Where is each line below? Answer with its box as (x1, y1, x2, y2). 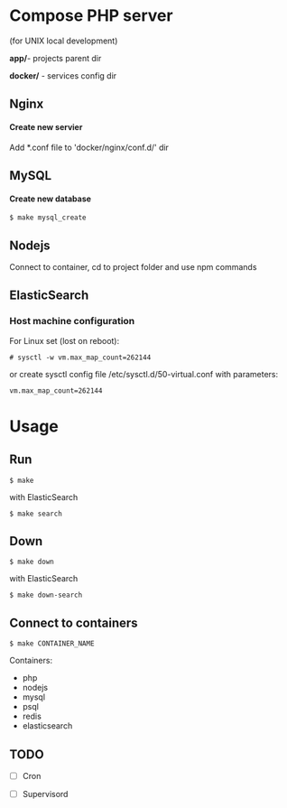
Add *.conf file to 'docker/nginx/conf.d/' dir (9, 142, 170, 153)
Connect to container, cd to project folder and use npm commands (9, 261, 257, 272)
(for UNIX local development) (9, 35, 118, 46)
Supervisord (22, 789, 69, 800)
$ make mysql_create (9, 213, 88, 222)
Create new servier (9, 121, 83, 132)
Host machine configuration (9, 315, 135, 328)
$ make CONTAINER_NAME (9, 639, 95, 648)
